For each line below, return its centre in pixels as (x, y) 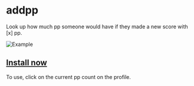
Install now (27, 63)
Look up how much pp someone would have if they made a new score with (97, 27)
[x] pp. (14, 32)
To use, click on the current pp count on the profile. (69, 77)
